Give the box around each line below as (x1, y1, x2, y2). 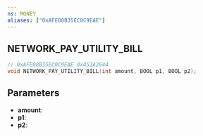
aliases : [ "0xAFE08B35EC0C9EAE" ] (7, 17, 106, 24)
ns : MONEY (7, 10, 37, 18)
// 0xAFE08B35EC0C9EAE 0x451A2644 (7, 61, 109, 69)
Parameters (7, 87, 60, 99)
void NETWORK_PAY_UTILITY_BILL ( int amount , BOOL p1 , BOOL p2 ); (7, 68, 197, 75)
